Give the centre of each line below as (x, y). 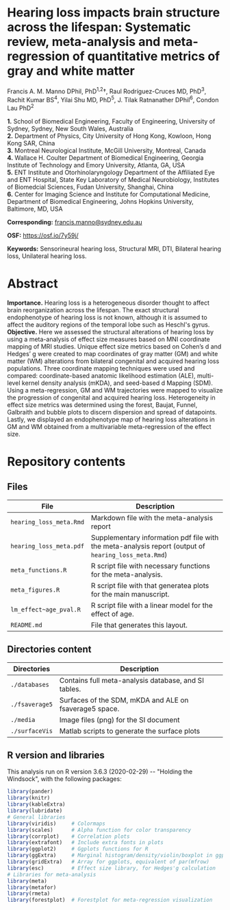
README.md (26, 625)
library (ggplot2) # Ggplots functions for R (78, 849)
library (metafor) (32, 887)
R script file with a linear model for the (152, 605)
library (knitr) (29, 798)
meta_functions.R (39, 570)
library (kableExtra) (37, 804)
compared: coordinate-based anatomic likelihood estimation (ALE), (102, 375)
